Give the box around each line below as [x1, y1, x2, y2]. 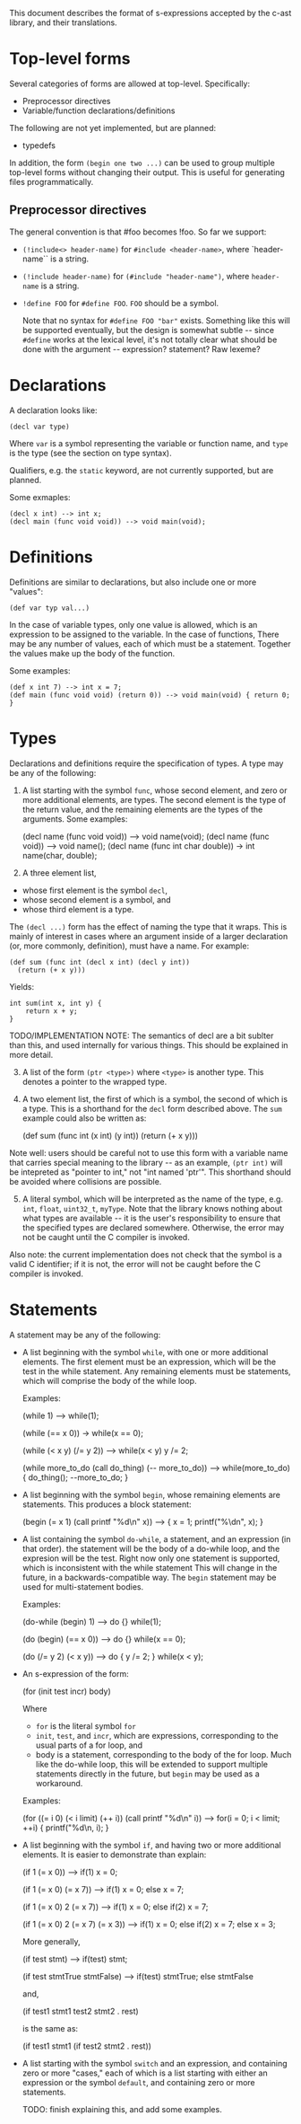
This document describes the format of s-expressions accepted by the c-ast [9, 8, 292, 18]
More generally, [21, 1935, 81, 1947]
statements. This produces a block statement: [21, 1499, 192, 1510]
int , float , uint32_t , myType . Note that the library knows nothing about [21, 1203, 282, 1213]
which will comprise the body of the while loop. [21, 1375, 197, 1386]
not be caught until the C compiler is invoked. [21, 1231, 190, 1242]
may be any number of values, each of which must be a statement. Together [9, 638, 291, 649]
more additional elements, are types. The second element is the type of [21, 794, 287, 805]
